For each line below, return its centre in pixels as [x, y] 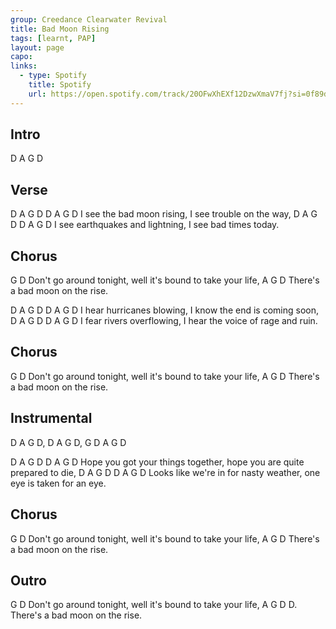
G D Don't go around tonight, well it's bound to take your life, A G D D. [154, 605]
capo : [21, 57]
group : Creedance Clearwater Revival [89, 19]
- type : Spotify [53, 76]
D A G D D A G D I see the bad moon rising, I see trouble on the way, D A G [164, 214]
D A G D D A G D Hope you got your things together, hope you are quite [157, 462]
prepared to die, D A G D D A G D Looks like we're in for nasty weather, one [165, 472]
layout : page [37, 47]
